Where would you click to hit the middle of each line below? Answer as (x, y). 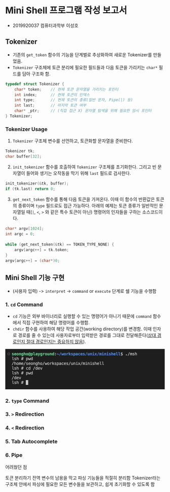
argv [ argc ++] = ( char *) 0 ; (32, 260)
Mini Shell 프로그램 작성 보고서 (66, 10)
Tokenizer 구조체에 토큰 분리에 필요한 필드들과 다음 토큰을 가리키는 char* (85, 67)
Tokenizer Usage (27, 129)
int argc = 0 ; (20, 234)
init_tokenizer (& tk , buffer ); (37, 183)
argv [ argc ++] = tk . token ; (42, 250)
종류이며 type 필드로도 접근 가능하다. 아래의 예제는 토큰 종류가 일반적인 (88, 205)
